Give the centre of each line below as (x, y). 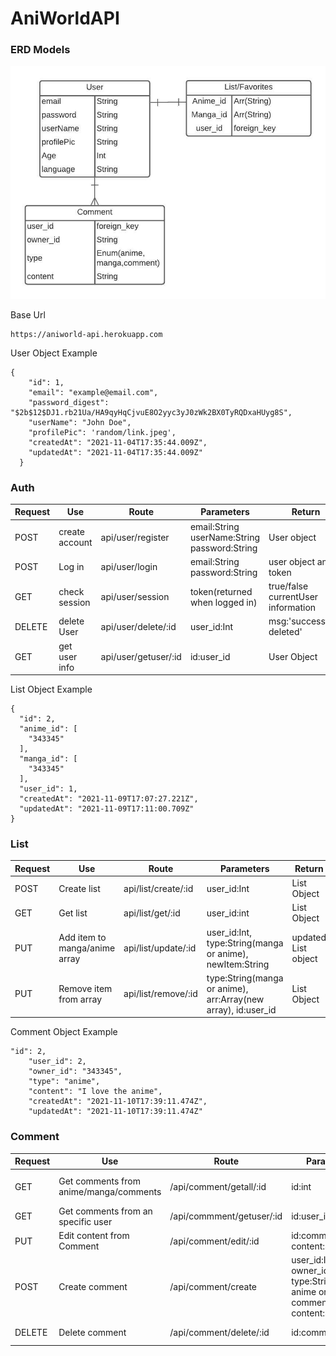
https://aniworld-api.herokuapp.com (86, 334)
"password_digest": (69, 402)
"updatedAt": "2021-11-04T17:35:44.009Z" (115, 452)
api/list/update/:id (160, 948)
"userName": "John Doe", (80, 422)
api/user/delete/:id (138, 626)
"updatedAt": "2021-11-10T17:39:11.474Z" (115, 1112)
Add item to (82, 938)
